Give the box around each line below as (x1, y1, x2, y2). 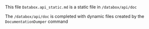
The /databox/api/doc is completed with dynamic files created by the (5, 14, 145, 19)
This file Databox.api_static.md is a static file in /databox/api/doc (5, 4, 137, 10)
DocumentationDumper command (5, 19, 68, 24)
